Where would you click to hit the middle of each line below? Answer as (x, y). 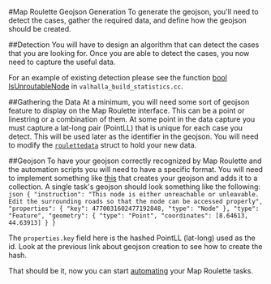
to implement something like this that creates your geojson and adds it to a (133, 178)
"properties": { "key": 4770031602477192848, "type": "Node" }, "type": (134, 209)
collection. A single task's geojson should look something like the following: (135, 187)
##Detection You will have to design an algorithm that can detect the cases (134, 45)
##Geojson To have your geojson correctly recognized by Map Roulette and (135, 161)
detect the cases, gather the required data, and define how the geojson (128, 20)
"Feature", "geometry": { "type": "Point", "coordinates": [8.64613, (129, 216)
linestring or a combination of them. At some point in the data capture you (132, 119)
